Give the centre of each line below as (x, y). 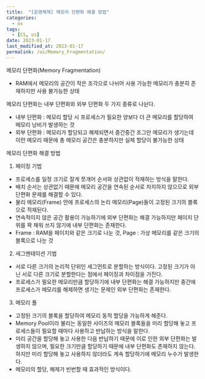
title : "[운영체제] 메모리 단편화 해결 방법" (58, 12)
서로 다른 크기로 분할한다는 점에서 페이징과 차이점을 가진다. (92, 274)
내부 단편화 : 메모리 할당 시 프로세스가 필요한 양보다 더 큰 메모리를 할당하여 (104, 117)
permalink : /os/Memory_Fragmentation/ (56, 52)
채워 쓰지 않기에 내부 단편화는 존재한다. (80, 225)
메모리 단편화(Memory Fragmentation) (54, 70)
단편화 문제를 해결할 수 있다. (49, 194)
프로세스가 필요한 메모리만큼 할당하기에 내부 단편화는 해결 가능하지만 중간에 (106, 281)
